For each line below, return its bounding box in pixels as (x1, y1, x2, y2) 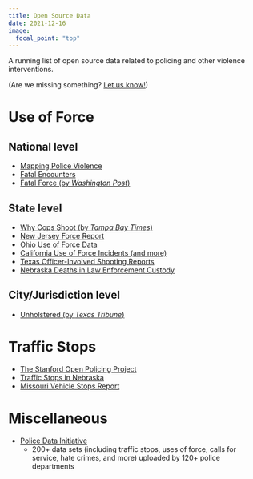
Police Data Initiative (19, 436, 88, 445)
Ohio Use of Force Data (19, 239, 98, 249)
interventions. (8, 65, 54, 74)
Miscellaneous (8, 409, 108, 427)
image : (8, 26, 30, 34)
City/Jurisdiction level (8, 288, 120, 302)
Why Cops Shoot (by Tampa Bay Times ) (19, 223, 154, 232)
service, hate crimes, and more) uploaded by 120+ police (31, 453, 220, 462)
